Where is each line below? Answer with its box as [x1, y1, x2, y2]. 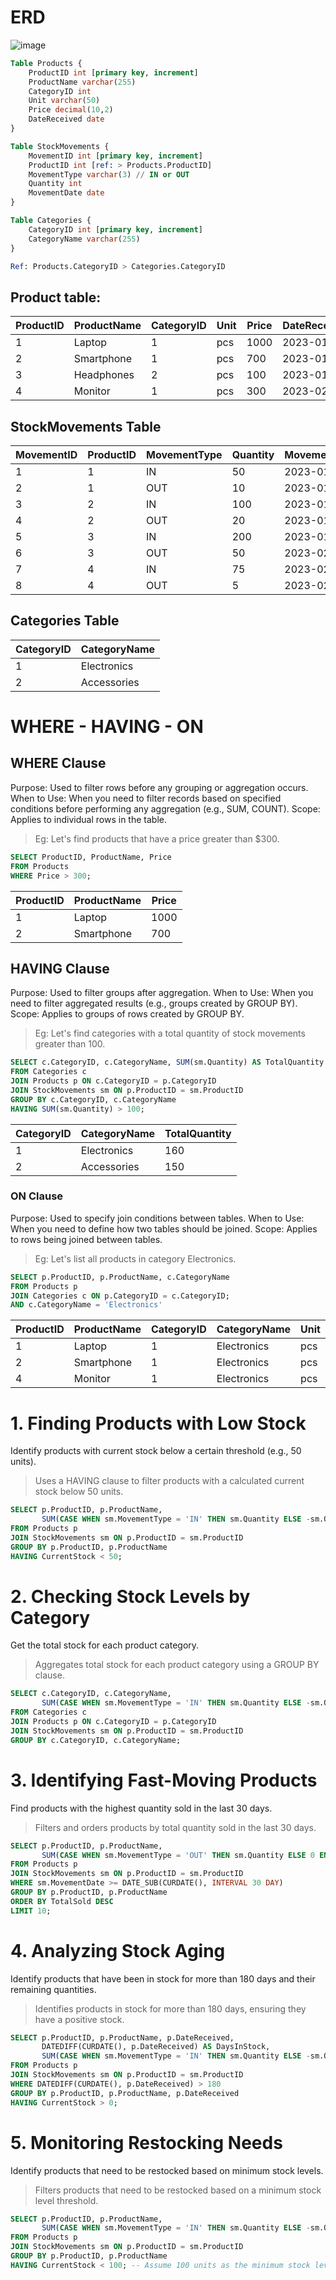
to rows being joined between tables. [10, 1233, 163, 1245]
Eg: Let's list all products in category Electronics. [34, 1252, 237, 1265]
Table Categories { [10, 216, 92, 226]
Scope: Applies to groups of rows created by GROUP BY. [10, 1008, 245, 1020]
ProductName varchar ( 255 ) [28, 77, 137, 87]
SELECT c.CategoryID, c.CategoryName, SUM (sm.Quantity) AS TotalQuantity [10, 1057, 325, 1068]
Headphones [73, 368, 135, 382]
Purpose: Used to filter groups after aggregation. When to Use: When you [10, 987, 314, 999]
